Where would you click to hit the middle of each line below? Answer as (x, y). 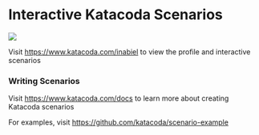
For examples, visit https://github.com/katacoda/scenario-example (118, 122)
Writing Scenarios (44, 81)
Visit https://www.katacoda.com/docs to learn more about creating (119, 98)
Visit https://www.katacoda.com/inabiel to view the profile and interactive (129, 52)
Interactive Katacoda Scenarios (115, 15)
